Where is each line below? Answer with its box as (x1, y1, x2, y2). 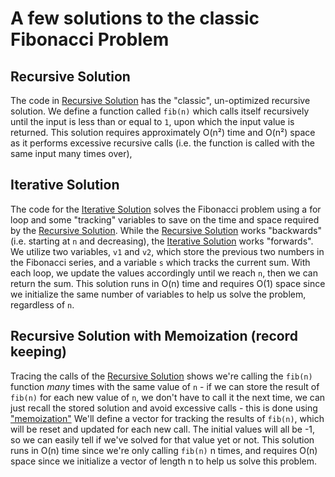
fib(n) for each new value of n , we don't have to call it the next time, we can (10, 391, 326, 403)
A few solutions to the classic (10, 7, 260, 30)
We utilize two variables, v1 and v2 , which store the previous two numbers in (10, 245, 325, 257)
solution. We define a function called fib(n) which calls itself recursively (10, 105, 310, 117)
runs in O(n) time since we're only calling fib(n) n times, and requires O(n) (10, 444, 318, 456)
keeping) (10, 343, 67, 361)
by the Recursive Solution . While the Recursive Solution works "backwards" (10, 224, 322, 236)
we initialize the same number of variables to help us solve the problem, (10, 288, 307, 300)
